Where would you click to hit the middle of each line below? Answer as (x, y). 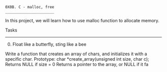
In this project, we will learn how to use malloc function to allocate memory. (82, 20)
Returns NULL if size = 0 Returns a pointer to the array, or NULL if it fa (77, 64)
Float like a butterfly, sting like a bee (49, 44)
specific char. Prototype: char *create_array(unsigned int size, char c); (77, 59)
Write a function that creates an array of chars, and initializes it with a (76, 54)
